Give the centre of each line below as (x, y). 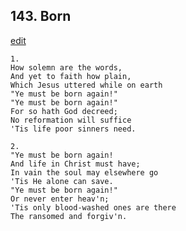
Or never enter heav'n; (60, 199)
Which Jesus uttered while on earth (86, 85)
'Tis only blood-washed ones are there (93, 207)
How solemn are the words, (66, 67)
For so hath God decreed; (64, 111)
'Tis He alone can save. (62, 181)
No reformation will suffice (71, 120)
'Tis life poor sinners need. (73, 129)
